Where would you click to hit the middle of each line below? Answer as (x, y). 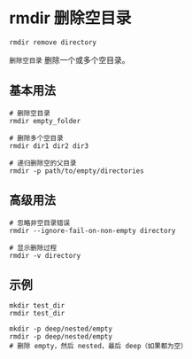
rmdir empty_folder (45, 121)
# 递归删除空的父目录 (43, 163)
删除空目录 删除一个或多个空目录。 (69, 59)
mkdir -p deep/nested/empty (61, 329)
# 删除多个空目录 (36, 138)
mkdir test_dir (37, 306)
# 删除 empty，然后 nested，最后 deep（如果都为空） (98, 347)
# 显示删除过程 (33, 248)
